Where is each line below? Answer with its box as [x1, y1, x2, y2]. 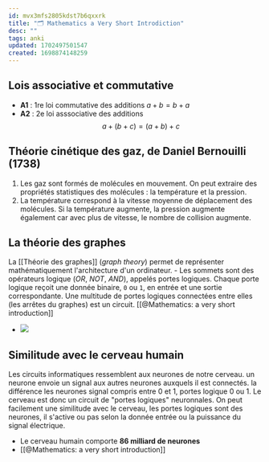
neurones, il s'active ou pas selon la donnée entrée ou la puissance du [8, 412, 241, 422]
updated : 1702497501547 [8, 42, 88, 50]
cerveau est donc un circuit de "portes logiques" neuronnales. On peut [8, 395, 243, 405]
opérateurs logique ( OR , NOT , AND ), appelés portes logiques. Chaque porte [8, 274, 259, 284]
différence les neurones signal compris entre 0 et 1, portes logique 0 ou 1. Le [8, 386, 262, 396]
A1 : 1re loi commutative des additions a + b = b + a [19, 100, 190, 109]
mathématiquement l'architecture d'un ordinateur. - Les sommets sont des [8, 266, 255, 276]
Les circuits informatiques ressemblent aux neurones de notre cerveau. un [8, 370, 255, 379]
